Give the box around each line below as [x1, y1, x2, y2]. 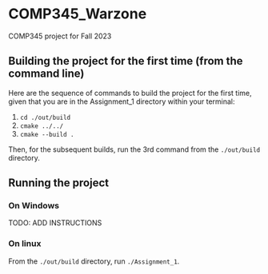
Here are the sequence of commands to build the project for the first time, [8, 88, 252, 97]
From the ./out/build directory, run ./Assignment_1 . [8, 256, 180, 266]
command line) [8, 67, 85, 81]
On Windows [8, 201, 60, 212]
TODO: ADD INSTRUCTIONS [8, 218, 102, 228]
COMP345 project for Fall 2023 [8, 31, 112, 41]
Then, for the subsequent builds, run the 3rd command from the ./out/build [8, 145, 261, 154]
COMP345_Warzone [8, 5, 147, 23]
